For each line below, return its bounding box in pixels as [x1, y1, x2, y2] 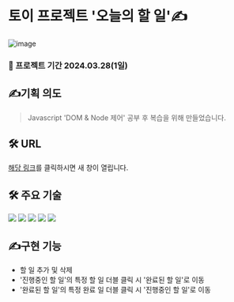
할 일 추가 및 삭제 [19, 266, 73, 275]
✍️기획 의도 [8, 87, 62, 100]
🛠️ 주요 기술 [8, 188, 62, 202]
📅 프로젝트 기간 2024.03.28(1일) [8, 60, 128, 71]
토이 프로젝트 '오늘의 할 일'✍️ [8, 7, 188, 25]
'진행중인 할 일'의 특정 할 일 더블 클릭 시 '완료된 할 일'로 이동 [19, 275, 205, 285]
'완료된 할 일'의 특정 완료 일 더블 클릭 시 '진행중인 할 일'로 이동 [19, 285, 211, 295]
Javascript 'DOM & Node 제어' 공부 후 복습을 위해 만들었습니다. [27, 112, 227, 123]
